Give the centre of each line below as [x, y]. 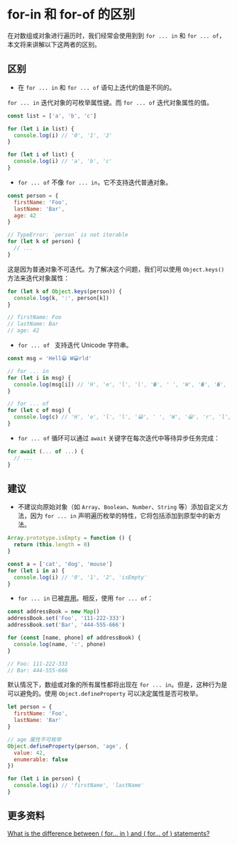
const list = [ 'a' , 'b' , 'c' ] [52, 116]
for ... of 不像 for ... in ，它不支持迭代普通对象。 [95, 182]
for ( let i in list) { [41, 128]
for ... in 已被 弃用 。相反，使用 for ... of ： [86, 598]
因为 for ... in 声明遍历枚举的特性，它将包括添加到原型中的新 [122, 516]
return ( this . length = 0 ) [52, 545]
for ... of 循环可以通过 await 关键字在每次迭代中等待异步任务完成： [118, 438]
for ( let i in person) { [44, 779]
